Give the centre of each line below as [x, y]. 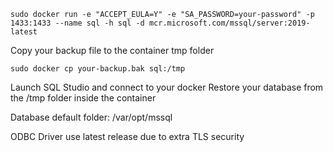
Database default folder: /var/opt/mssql [91, 117]
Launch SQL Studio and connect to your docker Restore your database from [167, 87]
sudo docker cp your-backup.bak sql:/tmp [98, 69]
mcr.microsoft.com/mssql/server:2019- [229, 23]
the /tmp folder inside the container [83, 98]
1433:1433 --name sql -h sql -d [77, 23]
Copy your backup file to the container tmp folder [112, 50]
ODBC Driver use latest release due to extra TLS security [127, 136]
